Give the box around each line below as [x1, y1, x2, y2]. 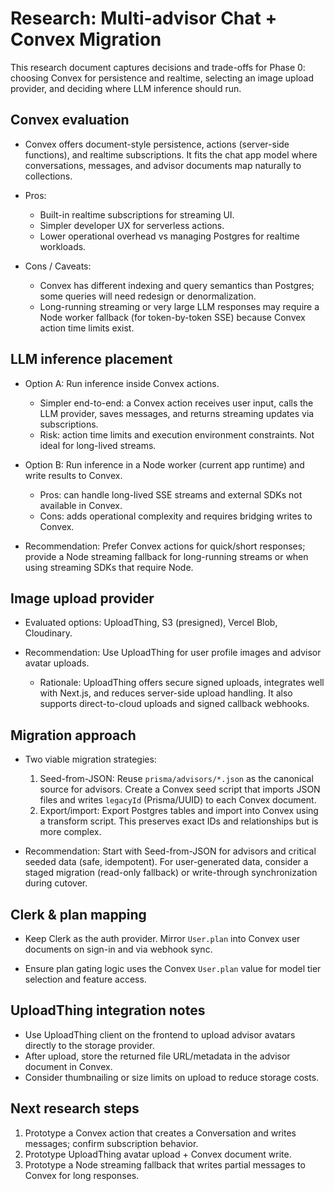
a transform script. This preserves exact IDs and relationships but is [39, 815, 319, 827]
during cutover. [24, 877, 88, 889]
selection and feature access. [24, 973, 147, 985]
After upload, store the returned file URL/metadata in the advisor [24, 1050, 291, 1062]
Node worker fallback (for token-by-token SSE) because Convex [39, 311, 306, 323]
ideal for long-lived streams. [39, 439, 157, 451]
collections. [24, 170, 73, 182]
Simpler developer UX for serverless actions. [39, 219, 225, 231]
